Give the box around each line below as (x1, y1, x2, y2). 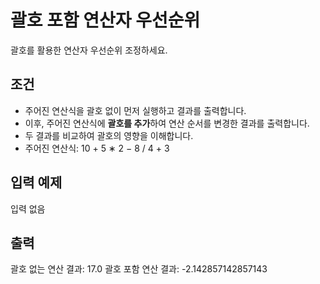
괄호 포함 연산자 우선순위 (10, 9, 201, 32)
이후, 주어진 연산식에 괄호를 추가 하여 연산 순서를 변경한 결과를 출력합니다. (24, 117, 310, 129)
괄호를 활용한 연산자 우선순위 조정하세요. (10, 44, 168, 56)
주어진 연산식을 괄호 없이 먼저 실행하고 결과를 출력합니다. (24, 104, 247, 116)
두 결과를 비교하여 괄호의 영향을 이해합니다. (24, 129, 194, 141)
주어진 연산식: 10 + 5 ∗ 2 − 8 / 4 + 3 (24, 142, 170, 154)
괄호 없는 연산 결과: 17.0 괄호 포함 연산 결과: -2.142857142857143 (10, 263, 268, 275)
